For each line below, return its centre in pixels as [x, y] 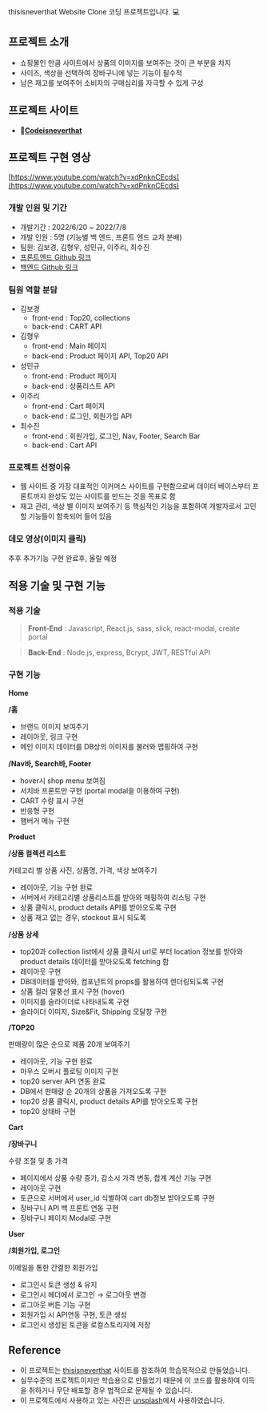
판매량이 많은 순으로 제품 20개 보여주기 [69, 1044]
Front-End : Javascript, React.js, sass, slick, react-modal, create [133, 628]
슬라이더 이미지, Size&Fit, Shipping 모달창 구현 [94, 1011]
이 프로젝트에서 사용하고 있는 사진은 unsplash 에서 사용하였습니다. [122, 1400]
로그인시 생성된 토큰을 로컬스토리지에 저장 [85, 1324]
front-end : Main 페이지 [69, 346]
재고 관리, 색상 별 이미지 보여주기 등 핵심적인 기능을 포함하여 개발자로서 [131, 507]
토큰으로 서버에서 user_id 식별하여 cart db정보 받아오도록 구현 [117, 1197]
